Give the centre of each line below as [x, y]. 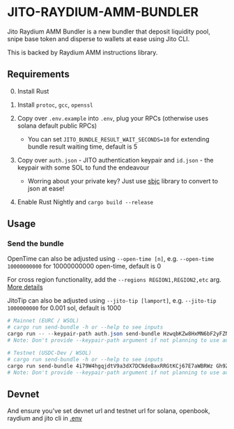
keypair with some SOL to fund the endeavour [83, 167]
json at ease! [46, 188]
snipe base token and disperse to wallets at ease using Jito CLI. [99, 38]
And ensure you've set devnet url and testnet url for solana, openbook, [109, 411]
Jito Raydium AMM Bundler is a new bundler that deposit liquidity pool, [109, 31]
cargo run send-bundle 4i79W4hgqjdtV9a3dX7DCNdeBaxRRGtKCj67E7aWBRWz [110, 366]
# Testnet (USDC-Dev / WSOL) [49, 353]
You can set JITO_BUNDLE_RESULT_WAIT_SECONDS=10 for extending [119, 139]
